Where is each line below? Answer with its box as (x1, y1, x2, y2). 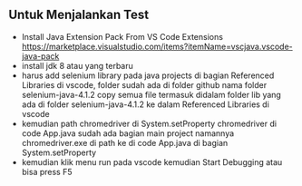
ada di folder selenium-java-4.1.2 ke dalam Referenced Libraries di (21, 99, 269, 110)
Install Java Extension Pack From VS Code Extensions (21, 31, 224, 42)
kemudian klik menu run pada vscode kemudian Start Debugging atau (21, 156, 283, 167)
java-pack (21, 50, 60, 62)
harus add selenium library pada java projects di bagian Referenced (21, 70, 275, 81)
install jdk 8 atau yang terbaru (21, 60, 133, 71)
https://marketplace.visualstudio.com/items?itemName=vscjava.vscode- (21, 41, 294, 52)
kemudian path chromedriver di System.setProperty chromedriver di (21, 118, 278, 129)
